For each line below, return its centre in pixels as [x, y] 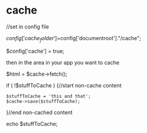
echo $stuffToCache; [32, 124]
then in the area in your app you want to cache [63, 62]
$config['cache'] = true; [35, 51]
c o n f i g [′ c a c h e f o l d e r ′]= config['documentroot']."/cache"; [74, 39]
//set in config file [27, 27]
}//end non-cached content [39, 112]
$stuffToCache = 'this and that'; [49, 96]
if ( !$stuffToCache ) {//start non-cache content [64, 85]
